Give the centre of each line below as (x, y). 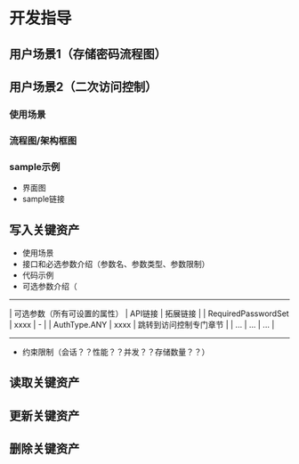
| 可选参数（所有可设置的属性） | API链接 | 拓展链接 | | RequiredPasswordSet (149, 313)
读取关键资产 (44, 383)
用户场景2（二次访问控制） (83, 87)
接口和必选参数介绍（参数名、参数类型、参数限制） (116, 264)
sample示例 (35, 167)
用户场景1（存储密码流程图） (88, 54)
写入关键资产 (44, 229)
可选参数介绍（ (49, 286)
